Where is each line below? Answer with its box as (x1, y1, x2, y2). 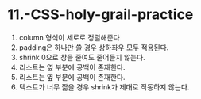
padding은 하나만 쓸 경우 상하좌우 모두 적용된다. (18, 42, 169, 52)
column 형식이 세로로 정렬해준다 (18, 32, 120, 42)
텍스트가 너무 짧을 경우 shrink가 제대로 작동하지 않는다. (18, 82, 190, 92)
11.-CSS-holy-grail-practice (7, 6, 194, 24)
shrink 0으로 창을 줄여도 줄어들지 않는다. (18, 52, 146, 62)
